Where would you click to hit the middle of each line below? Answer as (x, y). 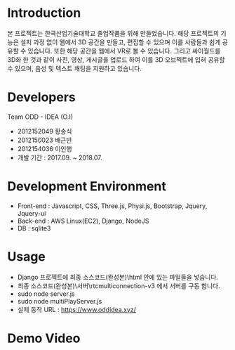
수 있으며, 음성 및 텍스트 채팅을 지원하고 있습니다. (75, 68)
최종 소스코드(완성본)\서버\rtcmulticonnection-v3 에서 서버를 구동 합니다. (119, 285)
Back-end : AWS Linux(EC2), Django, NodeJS (83, 221)
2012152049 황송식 (45, 131)
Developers (41, 97)
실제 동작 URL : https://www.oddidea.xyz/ (77, 309)
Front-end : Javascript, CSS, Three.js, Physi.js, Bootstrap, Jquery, (112, 206)
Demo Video (44, 338)
